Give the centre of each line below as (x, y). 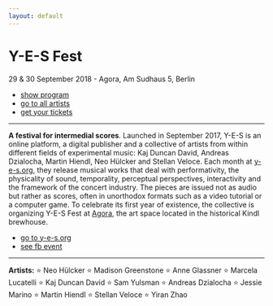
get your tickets (46, 111)
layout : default (36, 16)
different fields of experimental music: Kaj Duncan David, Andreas (119, 152)
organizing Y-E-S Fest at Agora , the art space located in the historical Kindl (134, 213)
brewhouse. (28, 221)
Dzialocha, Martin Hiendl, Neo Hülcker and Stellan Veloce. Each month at (130, 161)
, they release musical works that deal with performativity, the (136, 170)
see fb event (41, 246)
